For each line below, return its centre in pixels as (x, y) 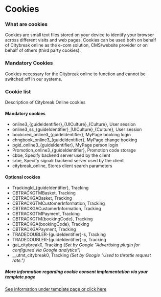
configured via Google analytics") (46, 250)
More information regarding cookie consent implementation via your (77, 272)
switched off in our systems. (34, 79)
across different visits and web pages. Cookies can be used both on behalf (81, 40)
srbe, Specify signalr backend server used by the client (68, 161)
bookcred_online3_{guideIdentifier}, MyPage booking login (71, 135)
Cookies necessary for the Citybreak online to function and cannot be (75, 74)
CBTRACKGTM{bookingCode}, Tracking (52, 219)
